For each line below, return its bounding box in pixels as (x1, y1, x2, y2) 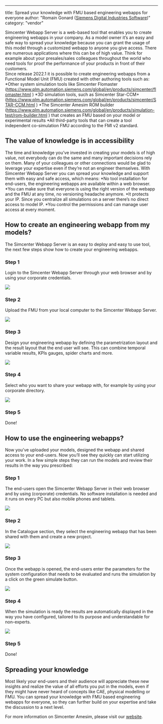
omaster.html (5, 92, 32, 97)
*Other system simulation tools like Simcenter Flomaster (5, 81, 118, 87)
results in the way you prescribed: (5, 462, 73, 468)
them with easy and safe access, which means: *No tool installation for (5, 175, 147, 181)
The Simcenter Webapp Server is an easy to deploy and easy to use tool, (5, 241, 151, 247)
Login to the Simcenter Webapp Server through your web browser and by (5, 269, 152, 275)
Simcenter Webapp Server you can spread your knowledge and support (5, 170, 149, 176)
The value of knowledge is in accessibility (5, 137, 134, 145)
